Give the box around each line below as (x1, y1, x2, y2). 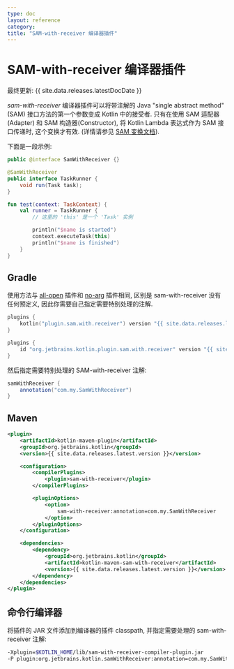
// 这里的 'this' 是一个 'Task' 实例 (32, 214, 134, 221)
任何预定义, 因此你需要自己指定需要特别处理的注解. (7, 300, 153, 308)
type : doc (7, 10, 36, 17)
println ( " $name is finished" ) (32, 239, 120, 247)
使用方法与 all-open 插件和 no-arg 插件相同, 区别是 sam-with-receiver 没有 (7, 291, 221, 300)
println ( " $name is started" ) (32, 226, 117, 234)
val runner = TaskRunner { (19, 207, 98, 214)
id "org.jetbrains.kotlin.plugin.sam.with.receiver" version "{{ (19, 346, 214, 353)
